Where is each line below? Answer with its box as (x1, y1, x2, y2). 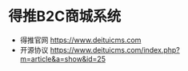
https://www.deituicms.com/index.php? (50, 45, 180, 54)
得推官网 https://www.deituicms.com (19, 35, 142, 45)
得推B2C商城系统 (8, 7, 122, 26)
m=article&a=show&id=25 (19, 53, 106, 64)
